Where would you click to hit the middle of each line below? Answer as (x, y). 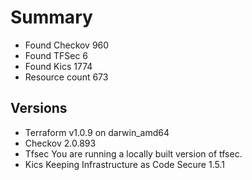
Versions (39, 108)
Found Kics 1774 (58, 66)
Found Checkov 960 (67, 45)
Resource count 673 (66, 77)
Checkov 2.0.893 (60, 143)
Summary (51, 17)
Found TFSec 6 (56, 55)
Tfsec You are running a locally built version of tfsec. (133, 153)
